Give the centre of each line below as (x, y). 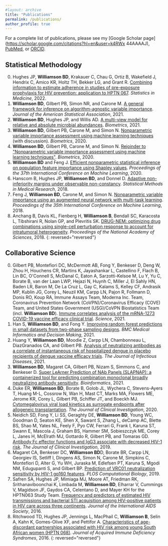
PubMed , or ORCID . (26, 49)
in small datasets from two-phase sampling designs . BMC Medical (81, 329)
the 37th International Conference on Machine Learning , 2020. (77, 173)
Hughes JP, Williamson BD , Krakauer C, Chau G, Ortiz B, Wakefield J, (85, 77)
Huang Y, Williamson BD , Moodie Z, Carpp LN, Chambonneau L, (79, 340)
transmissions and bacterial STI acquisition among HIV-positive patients (87, 500)
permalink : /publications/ (33, 19)
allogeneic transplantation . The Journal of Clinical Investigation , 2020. (85, 409)
